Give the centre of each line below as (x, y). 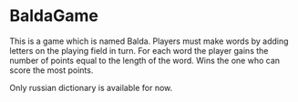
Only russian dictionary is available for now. (91, 87)
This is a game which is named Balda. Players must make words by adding (149, 41)
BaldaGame (54, 16)
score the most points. (51, 70)
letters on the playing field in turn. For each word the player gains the (139, 50)
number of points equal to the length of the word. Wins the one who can (145, 60)
